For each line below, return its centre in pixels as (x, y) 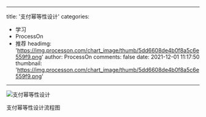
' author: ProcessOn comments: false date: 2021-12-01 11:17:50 (121, 57)
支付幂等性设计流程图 (33, 108)
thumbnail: (29, 63)
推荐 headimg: (33, 44)
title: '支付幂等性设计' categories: (48, 16)
